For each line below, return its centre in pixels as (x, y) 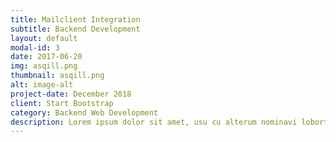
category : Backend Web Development (84, 112)
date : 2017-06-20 (46, 57)
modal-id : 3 (35, 47)
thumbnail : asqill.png (57, 76)
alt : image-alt (42, 85)
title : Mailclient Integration (75, 19)
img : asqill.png (44, 66)
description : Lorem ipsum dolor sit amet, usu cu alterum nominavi (154, 122)
